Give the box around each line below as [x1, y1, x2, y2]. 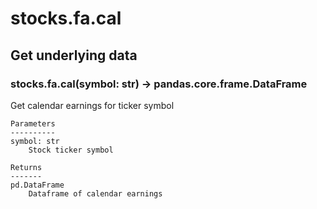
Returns [10, 162, 43, 172]
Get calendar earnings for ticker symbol [10, 99, 175, 111]
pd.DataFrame [10, 180, 65, 190]
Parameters [10, 118, 56, 129]
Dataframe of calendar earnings [28, 188, 163, 199]
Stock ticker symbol [28, 145, 114, 155]
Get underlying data [10, 47, 138, 64]
